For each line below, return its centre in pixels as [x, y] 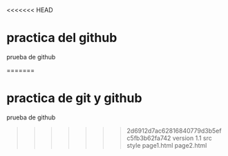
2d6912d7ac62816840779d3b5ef [174, 130]
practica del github [62, 38]
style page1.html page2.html [167, 145]
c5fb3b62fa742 [149, 138]
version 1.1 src [192, 138]
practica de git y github [74, 98]
